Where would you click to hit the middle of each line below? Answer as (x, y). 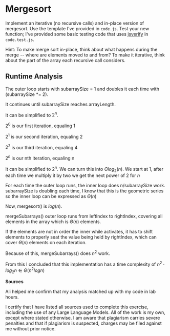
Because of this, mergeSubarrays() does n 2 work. (58, 253)
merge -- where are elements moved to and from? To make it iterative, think (85, 55)
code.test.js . (20, 39)
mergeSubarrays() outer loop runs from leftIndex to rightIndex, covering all (84, 216)
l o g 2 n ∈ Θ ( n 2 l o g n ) (25, 271)
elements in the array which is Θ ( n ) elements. (53, 222)
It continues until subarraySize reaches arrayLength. (61, 104)
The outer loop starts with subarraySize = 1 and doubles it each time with (82, 89)
